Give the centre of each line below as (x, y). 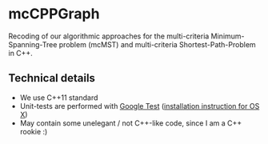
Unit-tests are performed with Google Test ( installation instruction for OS (140, 106)
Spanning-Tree (33, 44)
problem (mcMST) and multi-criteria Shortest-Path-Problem (157, 44)
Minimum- (228, 36)
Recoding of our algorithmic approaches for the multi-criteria (109, 36)
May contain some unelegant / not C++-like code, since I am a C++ (131, 123)
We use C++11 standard (59, 98)
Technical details (52, 78)
